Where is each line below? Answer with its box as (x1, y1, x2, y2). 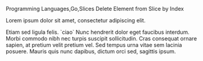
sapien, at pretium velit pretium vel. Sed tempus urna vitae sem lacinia (6, 42, 182, 48)
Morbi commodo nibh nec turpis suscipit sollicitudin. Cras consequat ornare (6, 35, 197, 42)
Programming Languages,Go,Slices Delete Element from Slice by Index (6, 5, 184, 12)
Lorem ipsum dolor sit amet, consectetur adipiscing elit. (6, 17, 146, 24)
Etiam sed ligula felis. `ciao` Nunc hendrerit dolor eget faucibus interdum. (6, 28, 190, 36)
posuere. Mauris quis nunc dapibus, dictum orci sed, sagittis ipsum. (6, 48, 176, 55)
